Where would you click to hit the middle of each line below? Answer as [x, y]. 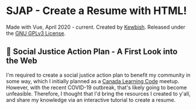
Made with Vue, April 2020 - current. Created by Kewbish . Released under [96, 27]
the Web [22, 61]
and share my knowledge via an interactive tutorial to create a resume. [91, 100]
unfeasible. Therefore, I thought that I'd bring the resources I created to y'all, [98, 93]
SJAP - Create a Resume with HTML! [97, 11]
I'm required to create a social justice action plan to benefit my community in [98, 75]
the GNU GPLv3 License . [36, 33]
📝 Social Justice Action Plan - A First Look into [92, 52]
